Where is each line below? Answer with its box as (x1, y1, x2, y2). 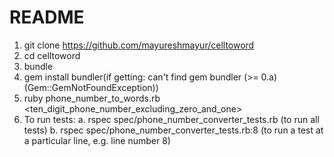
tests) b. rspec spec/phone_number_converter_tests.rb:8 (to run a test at (23, 124, 324, 136)
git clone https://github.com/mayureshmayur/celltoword (23, 39, 255, 51)
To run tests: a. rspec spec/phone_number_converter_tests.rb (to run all (23, 113, 320, 125)
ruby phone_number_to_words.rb (23, 92, 161, 104)
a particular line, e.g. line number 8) (23, 134, 171, 146)
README (9, 6, 85, 29)
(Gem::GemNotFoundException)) (23, 81, 159, 93)
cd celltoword (23, 49, 81, 61)
